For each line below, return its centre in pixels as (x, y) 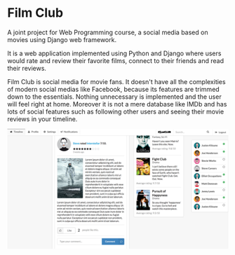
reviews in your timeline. (42, 119)
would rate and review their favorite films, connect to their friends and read (116, 60)
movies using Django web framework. (62, 39)
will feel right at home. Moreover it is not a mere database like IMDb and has (117, 104)
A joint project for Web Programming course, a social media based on (108, 32)
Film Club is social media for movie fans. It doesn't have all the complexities (116, 81)
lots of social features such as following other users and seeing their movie (116, 111)
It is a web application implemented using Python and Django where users (114, 53)
